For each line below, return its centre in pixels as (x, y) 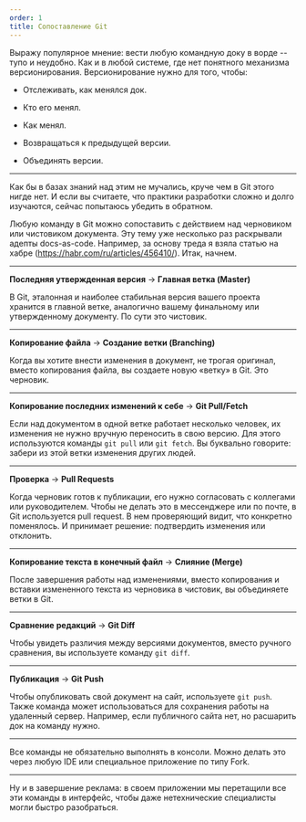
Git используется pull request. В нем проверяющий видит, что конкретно (151, 516)
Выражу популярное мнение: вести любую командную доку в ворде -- (148, 52)
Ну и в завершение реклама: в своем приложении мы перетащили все (148, 787)
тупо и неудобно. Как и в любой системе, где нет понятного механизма (149, 62)
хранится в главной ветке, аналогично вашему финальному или (134, 306)
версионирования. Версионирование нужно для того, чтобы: (128, 72)
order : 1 (26, 18)
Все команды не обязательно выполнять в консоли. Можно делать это (148, 752)
